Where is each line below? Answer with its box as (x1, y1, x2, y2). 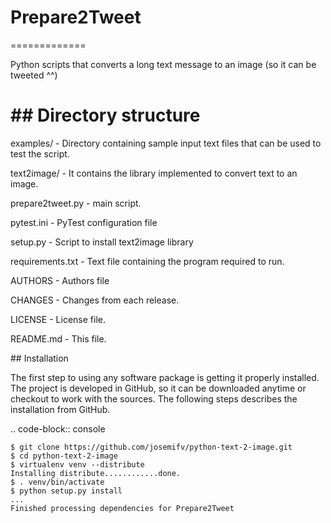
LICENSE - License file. (10, 313, 106, 325)
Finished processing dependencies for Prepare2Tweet (10, 503, 235, 513)
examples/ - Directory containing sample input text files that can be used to (10, 137, 322, 149)
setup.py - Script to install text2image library (10, 236, 194, 248)
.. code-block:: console (10, 422, 106, 435)
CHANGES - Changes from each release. (10, 294, 180, 306)
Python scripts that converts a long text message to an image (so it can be (10, 58, 317, 70)
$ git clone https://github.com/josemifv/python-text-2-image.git (10, 442, 293, 452)
